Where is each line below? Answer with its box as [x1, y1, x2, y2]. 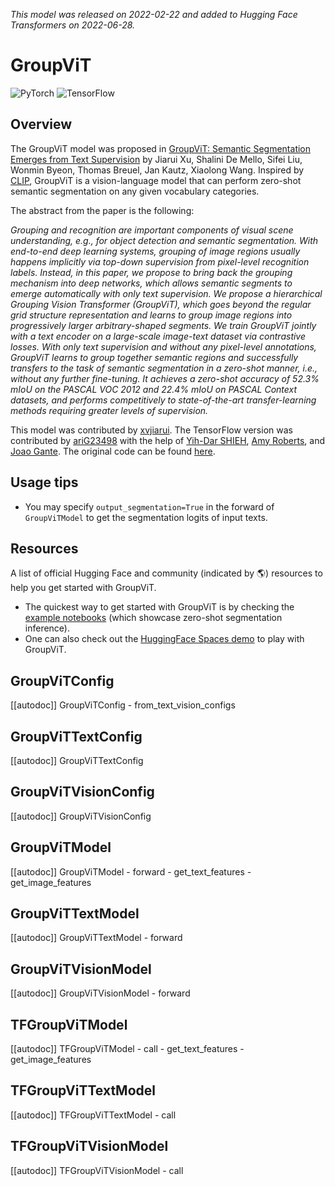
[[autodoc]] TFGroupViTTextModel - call [10, 1109, 177, 1121]
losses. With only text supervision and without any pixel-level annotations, [10, 340, 317, 353]
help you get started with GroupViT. [10, 582, 157, 594]
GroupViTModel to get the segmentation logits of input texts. [24, 511, 268, 523]
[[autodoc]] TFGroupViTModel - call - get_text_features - [10, 1043, 245, 1055]
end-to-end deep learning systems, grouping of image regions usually [10, 245, 301, 257]
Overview [10, 116, 73, 133]
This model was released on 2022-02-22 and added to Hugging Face [10, 9, 298, 20]
